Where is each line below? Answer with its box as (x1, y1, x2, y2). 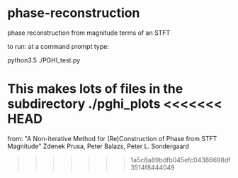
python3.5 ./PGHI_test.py (7, 55, 81, 65)
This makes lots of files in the (7, 81, 183, 97)
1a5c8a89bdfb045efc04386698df (130, 155, 231, 164)
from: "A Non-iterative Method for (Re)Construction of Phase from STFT (7, 134, 217, 143)
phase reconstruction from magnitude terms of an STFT (7, 28, 171, 37)
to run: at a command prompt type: (7, 42, 110, 50)
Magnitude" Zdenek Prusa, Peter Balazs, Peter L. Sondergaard (7, 142, 190, 150)
